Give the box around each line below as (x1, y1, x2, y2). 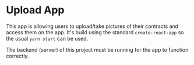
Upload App (6, 3, 65, 17)
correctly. (6, 52, 29, 59)
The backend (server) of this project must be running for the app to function (6, 46, 189, 53)
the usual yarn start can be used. (6, 35, 89, 42)
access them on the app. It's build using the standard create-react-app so (6, 28, 184, 35)
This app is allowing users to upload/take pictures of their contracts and (6, 23, 179, 30)
